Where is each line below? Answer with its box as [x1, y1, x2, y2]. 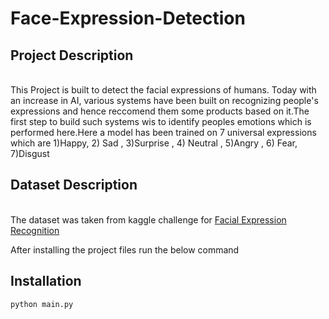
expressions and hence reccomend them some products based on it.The [10, 105, 310, 117]
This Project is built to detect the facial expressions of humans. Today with [10, 84, 317, 96]
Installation [10, 273, 82, 290]
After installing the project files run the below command [10, 243, 240, 256]
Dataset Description [10, 177, 138, 194]
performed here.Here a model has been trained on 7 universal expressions [10, 127, 317, 138]
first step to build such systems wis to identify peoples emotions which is [10, 116, 312, 127]
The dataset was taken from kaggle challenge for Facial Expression [10, 213, 287, 226]
